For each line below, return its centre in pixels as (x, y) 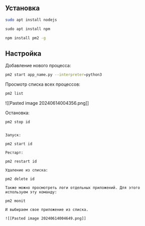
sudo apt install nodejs (31, 20)
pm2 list (14, 94)
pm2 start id (19, 144)
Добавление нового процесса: (38, 66)
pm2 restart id (21, 161)
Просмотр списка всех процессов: (43, 84)
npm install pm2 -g (26, 38)
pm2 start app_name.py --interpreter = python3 (53, 75)
